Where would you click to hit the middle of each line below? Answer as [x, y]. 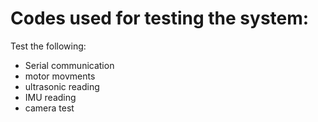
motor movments [60, 76]
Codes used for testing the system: [160, 18]
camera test [49, 108]
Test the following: [48, 46]
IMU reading [50, 97]
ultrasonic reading [62, 86]
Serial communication [69, 65]
